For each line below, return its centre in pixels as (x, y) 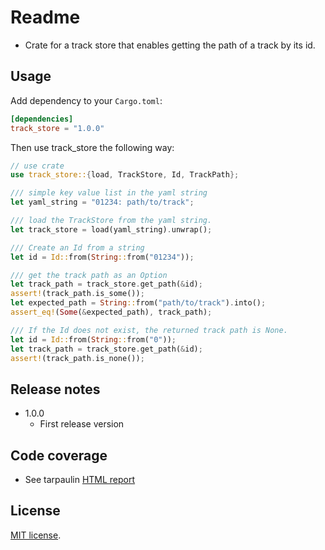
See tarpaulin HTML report (80, 479)
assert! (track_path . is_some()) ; (77, 294)
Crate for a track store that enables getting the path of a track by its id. (170, 45)
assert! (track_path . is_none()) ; (77, 358)
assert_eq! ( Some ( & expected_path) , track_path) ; (111, 312)
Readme (45, 17)
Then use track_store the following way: (92, 147)
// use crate (37, 166)
